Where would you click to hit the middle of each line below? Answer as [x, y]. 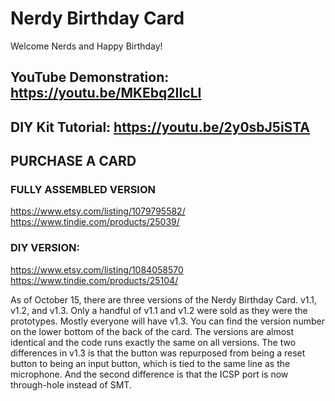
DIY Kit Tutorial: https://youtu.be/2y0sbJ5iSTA [160, 127]
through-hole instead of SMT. [71, 384]
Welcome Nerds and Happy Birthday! [86, 46]
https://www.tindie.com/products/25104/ [94, 280]
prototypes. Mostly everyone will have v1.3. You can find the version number [167, 321]
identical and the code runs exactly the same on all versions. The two [153, 342]
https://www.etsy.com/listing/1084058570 [97, 269]
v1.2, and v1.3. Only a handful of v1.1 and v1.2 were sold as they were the [159, 310]
